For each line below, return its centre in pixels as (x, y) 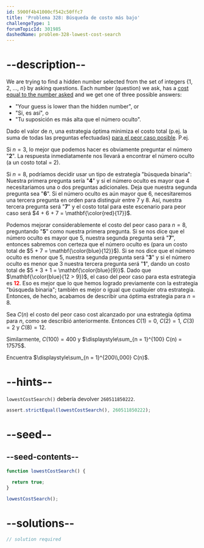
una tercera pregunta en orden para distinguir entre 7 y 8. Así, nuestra (94, 200)
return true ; (28, 482)
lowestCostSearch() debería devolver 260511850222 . (71, 399)
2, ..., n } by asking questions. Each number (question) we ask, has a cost (97, 88)
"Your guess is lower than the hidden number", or (77, 107)
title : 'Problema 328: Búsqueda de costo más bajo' (73, 18)
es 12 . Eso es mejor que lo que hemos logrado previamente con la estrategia (102, 283)
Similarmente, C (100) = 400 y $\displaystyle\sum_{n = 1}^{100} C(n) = (94, 340)
